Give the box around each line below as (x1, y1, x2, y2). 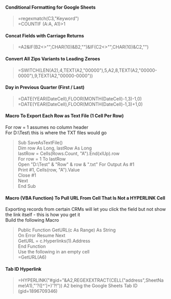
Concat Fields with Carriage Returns (5, 32, 84, 38)
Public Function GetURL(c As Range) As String (17, 227, 116, 233)
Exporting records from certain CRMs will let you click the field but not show (5, 206, 166, 212)
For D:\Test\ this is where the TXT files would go (5, 130, 107, 136)
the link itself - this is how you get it (5, 211, 80, 218)
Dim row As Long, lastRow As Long (17, 145, 92, 151)
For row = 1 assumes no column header (5, 124, 89, 131)
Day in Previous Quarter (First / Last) (5, 84, 85, 91)
